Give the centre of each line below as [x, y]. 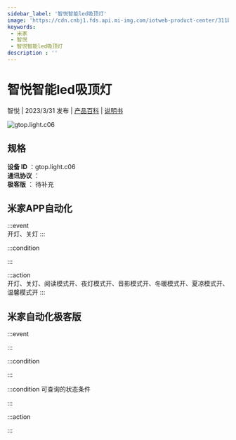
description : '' [33, 53]
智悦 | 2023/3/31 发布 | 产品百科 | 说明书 [65, 110]
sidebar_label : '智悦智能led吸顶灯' [57, 14]
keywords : [22, 27]
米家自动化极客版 [44, 316]
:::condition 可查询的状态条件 [49, 389]
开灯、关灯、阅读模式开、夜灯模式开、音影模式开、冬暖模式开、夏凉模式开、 [118, 284]
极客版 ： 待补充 [31, 184]
